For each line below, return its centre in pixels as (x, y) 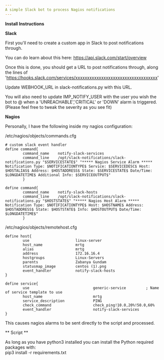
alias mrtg (54, 249)
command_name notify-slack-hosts (60, 192)
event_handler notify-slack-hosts (69, 271)
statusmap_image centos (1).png (65, 266)
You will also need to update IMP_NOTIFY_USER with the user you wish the (81, 97)
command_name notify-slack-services (64, 153)
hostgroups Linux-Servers (64, 258)
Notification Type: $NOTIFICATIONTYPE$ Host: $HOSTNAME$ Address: (74, 205)
